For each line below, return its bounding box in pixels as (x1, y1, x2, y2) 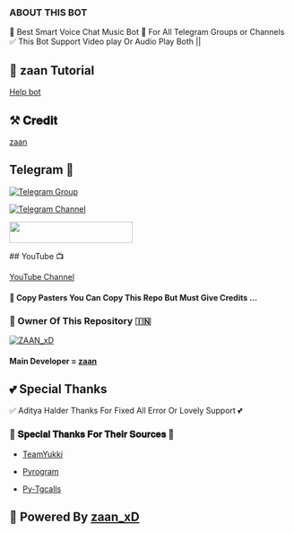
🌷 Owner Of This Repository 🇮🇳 (9, 314, 151, 327)
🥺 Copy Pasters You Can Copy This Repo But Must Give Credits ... (9, 292, 258, 302)
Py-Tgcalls (22, 483, 62, 494)
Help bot (9, 87, 42, 98)
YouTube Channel (9, 272, 74, 283)
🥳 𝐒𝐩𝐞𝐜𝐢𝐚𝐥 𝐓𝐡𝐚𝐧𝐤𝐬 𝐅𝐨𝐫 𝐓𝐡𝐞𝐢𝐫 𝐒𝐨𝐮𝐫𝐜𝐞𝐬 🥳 (9, 428, 175, 441)
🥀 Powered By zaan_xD (9, 510, 140, 525)
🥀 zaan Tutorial (9, 63, 95, 78)
